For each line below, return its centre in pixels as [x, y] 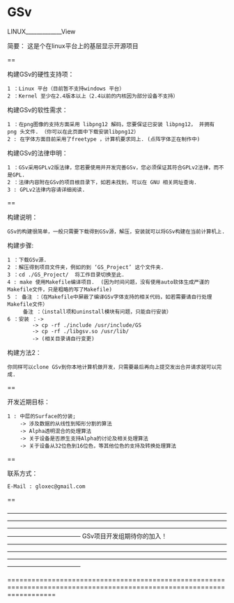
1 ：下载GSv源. [27, 260]
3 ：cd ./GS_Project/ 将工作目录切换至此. [66, 275]
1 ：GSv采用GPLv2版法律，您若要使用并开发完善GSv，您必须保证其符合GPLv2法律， [110, 167]
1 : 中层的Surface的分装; [42, 416]
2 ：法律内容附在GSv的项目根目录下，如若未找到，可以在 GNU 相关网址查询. [102, 182]
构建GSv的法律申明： [38, 153]
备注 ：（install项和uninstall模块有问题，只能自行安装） [97, 312]
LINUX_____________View [41, 31]
